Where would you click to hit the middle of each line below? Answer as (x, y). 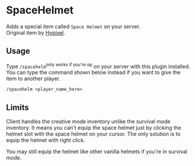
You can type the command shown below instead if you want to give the (93, 72)
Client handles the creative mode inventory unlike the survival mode (88, 121)
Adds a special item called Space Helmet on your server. (73, 26)
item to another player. (33, 79)
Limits (18, 107)
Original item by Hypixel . (36, 32)
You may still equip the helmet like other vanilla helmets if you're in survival (97, 152)
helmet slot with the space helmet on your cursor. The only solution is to (93, 134)
